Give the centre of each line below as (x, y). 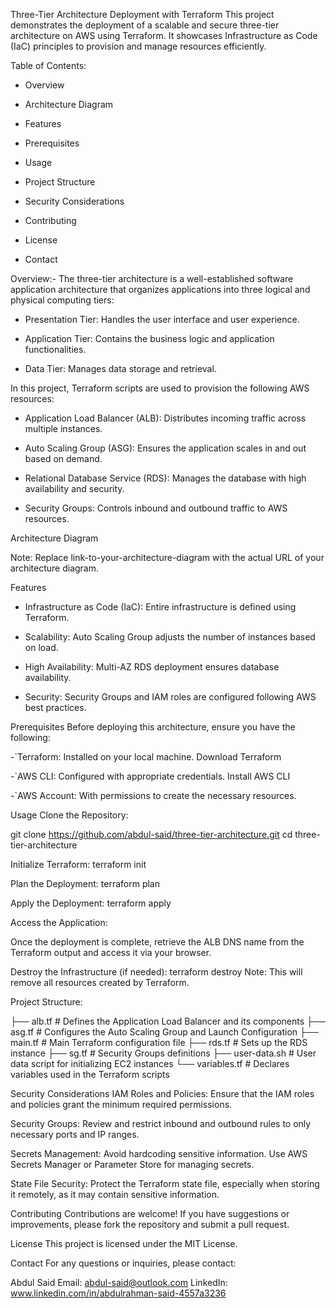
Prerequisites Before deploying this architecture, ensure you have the (153, 727)
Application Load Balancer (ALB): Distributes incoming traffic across (165, 418)
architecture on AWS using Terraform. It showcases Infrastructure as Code (164, 35)
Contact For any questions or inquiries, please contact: (123, 1263)
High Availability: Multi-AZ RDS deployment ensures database (152, 667)
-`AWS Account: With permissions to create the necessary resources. (153, 795)
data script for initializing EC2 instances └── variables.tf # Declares (150, 1063)
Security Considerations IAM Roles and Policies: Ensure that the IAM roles (162, 1093)
